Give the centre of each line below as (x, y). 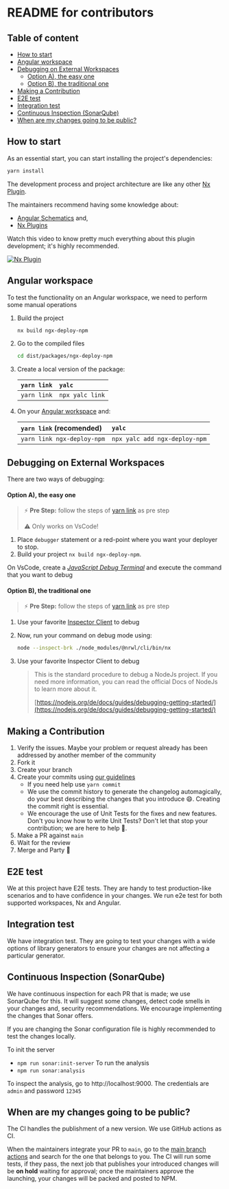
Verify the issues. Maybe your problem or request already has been (112, 748)
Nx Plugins (32, 225)
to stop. (28, 547)
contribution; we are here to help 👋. (77, 828)
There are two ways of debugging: (56, 479)
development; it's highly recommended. (63, 246)
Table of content (43, 38)
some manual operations (42, 304)
